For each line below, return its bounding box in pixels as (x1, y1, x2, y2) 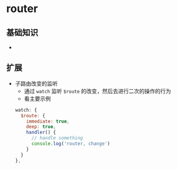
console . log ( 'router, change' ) (31, 141, 111, 147)
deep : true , (26, 124, 56, 130)
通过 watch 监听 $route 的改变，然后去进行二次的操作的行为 (24, 87, 172, 95)
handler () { (26, 129, 56, 136)
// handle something (31, 135, 83, 141)
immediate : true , (26, 118, 70, 124)
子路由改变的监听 (14, 80, 58, 87)
